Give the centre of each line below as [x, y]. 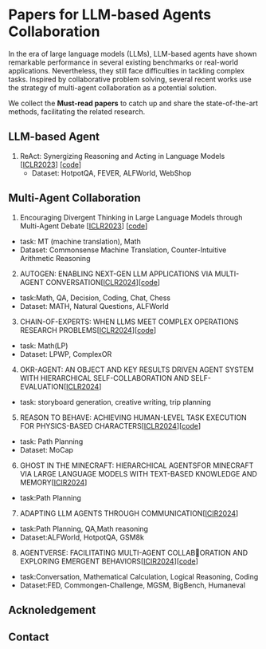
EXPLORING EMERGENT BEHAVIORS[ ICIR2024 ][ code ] [109, 561]
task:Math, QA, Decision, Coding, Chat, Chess [95, 298]
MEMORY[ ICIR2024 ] [53, 482]
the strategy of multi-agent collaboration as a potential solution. [113, 87]
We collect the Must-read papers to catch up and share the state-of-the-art [133, 103]
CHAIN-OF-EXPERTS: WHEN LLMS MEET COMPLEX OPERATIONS [129, 322]
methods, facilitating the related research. [77, 111]
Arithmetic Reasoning [55, 258]
